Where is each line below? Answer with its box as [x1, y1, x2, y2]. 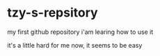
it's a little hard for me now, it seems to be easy [7, 41, 143, 49]
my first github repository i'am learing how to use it [7, 28, 154, 36]
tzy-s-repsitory [7, 5, 99, 21]
